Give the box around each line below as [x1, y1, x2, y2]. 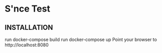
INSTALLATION [5, 23, 53, 32]
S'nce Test [5, 3, 51, 15]
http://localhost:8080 [5, 42, 49, 48]
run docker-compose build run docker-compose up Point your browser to [5, 36, 157, 42]
